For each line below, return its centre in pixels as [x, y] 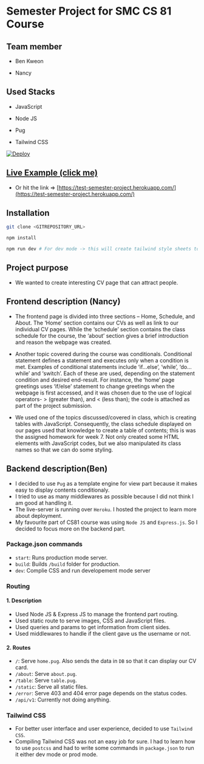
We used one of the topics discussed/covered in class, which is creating [106, 417]
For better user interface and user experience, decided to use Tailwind [104, 729]
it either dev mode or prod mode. [56, 754]
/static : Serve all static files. [51, 687]
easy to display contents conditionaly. [62, 490]
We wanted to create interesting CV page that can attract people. [97, 282]
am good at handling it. [44, 503]
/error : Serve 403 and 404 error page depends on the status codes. [101, 693]
